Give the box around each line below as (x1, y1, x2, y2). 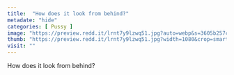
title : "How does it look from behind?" (7, 10, 130, 17)
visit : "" (7, 42, 36, 49)
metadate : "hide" (7, 17, 58, 24)
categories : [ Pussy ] (7, 23, 73, 30)
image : (7, 29, 26, 37)
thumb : (7, 36, 26, 43)
